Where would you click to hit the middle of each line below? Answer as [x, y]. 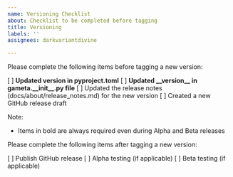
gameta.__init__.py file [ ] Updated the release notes [85, 88]
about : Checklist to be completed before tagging [83, 21]
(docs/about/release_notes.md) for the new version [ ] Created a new [109, 96]
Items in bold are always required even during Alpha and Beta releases [121, 131]
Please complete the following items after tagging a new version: [102, 145]
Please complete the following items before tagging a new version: [105, 67]
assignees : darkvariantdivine [52, 41]
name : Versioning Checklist [49, 14]
